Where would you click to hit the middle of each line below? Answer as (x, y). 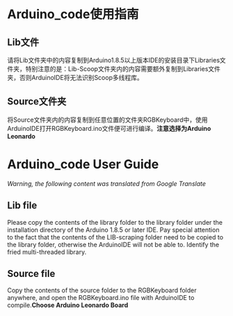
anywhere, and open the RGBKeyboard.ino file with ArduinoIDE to (101, 298)
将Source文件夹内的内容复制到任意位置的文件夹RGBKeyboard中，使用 (107, 120)
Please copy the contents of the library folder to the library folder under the (115, 222)
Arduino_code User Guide (83, 164)
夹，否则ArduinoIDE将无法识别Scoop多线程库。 (75, 78)
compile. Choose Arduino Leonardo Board (68, 305)
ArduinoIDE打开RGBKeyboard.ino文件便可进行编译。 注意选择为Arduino (109, 128)
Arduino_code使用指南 (73, 14)
